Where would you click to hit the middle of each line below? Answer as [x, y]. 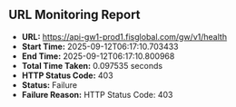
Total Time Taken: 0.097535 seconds [92, 65]
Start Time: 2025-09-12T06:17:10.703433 [100, 46]
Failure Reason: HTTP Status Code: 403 [97, 94]
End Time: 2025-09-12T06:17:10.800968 [98, 56]
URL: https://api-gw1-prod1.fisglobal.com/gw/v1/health [124, 36]
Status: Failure [49, 84]
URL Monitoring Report [75, 15]
